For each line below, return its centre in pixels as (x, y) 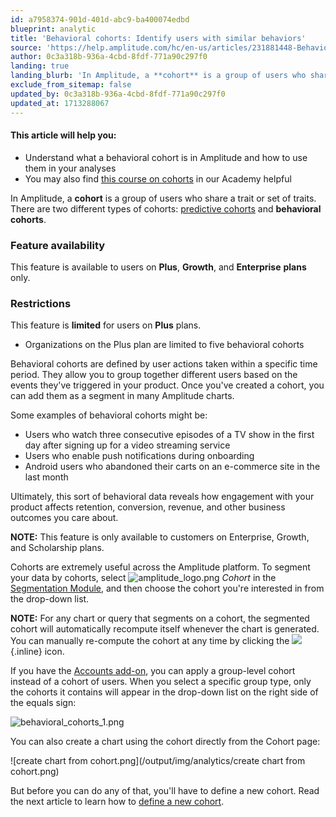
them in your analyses (70, 168)
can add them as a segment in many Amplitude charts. (122, 396)
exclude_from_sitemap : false (71, 85)
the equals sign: (43, 703)
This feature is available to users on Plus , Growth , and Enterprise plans (158, 267)
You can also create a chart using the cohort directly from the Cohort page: (165, 742)
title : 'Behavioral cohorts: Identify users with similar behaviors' (158, 38)
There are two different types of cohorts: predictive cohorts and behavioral (166, 208)
